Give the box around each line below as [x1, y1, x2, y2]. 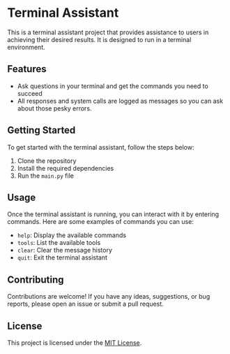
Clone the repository [17, 156, 77, 165]
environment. [7, 43, 45, 51]
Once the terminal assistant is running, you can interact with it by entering [7, 210, 220, 218]
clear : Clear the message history [17, 246, 113, 255]
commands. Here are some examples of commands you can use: [7, 218, 194, 226]
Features [7, 63, 47, 75]
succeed [17, 89, 43, 97]
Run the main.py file [17, 171, 75, 180]
